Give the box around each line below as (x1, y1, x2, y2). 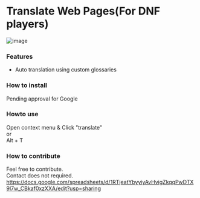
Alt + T (6, 136, 24, 144)
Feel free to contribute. (6, 165, 63, 173)
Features (6, 52, 33, 61)
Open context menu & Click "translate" (6, 124, 103, 131)
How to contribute (6, 151, 60, 160)
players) (6, 17, 49, 31)
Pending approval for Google (6, 95, 78, 102)
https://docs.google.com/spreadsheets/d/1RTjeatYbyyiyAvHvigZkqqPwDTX (6, 179, 194, 186)
